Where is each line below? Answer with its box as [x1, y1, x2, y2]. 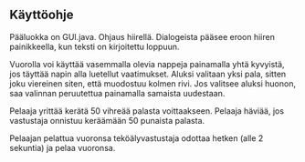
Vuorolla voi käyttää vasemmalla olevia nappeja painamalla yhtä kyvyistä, [9, 58, 285, 69]
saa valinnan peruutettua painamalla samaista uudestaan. [9, 87, 226, 98]
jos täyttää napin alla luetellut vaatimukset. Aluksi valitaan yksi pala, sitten [9, 68, 287, 79]
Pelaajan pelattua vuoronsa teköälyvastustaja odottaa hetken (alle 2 [9, 132, 264, 144]
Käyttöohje [9, 7, 74, 23]
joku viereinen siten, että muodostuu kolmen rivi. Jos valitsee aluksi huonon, [9, 77, 297, 89]
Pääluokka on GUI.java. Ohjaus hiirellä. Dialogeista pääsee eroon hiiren [9, 31, 276, 42]
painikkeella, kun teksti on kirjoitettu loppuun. [9, 41, 180, 52]
